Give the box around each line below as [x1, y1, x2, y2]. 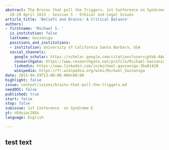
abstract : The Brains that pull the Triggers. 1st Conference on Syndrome [5, 7, 165, 13]
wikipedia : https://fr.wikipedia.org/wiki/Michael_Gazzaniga [14, 68, 145, 73]
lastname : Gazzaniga [10, 36, 53, 41]
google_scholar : [14, 54, 49, 59]
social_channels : [10, 49, 46, 54]
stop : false [5, 101, 30, 106]
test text [5, 138, 32, 146]
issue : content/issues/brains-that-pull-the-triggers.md [5, 82, 127, 87]
